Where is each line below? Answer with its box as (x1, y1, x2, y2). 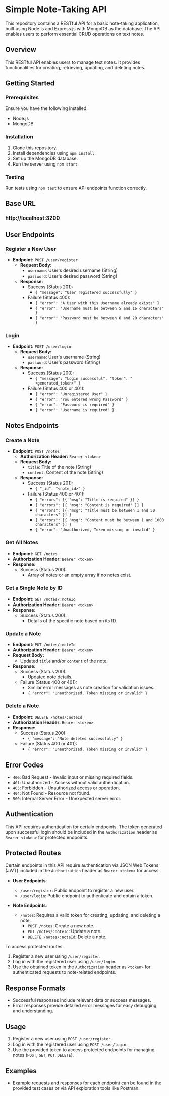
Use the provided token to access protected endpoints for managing (12, 1047, 155, 1053)
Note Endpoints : (12, 902, 47, 908)
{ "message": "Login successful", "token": (35, 376, 128, 381)
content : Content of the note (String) (27, 469, 103, 475)
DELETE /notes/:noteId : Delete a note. (27, 934, 107, 940)
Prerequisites (5, 94, 39, 101)
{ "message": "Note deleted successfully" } (27, 736, 123, 741)
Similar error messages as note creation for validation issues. (27, 684, 155, 690)
